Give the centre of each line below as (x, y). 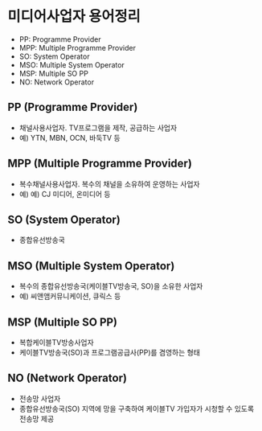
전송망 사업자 (40, 398)
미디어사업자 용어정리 (74, 16)
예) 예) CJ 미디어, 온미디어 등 (65, 194)
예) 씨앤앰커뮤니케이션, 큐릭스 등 (70, 296)
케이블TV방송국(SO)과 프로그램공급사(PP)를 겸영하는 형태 (109, 352)
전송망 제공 (37, 418)
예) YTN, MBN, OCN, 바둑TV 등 (70, 138)
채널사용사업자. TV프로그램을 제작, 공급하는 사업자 (98, 127)
